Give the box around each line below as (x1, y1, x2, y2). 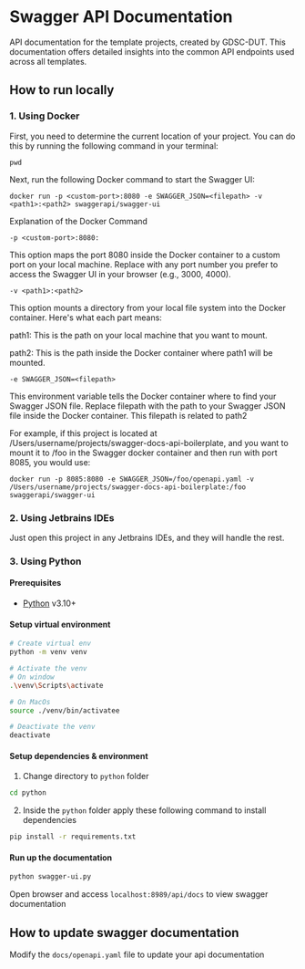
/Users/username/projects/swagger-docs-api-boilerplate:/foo (9, 482, 247, 492)
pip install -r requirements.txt (9, 832, 137, 841)
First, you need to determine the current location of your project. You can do (9, 130, 296, 141)
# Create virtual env (9, 639, 92, 649)
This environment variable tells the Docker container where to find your (9, 391, 277, 401)
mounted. (9, 357, 46, 368)
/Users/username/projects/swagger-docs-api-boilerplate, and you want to (9, 437, 289, 448)
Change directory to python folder (22, 771, 149, 782)
